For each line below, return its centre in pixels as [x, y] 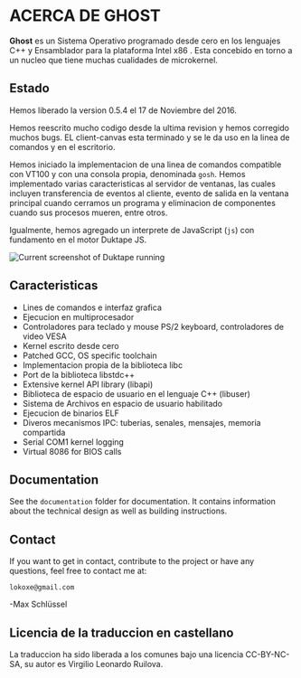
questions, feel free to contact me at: [78, 571]
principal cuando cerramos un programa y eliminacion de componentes [142, 202]
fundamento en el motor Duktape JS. [78, 240]
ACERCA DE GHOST [85, 16]
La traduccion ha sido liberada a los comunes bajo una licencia [127, 654]
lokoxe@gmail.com [42, 588]
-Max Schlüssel [38, 604]
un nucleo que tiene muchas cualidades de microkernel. [114, 60]
